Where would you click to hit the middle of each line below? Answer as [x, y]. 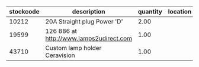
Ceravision [60, 55]
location [180, 11]
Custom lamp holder [73, 48]
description [89, 11]
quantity [150, 11]
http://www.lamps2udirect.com [89, 38]
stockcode [24, 11]
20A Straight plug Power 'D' [84, 21]
